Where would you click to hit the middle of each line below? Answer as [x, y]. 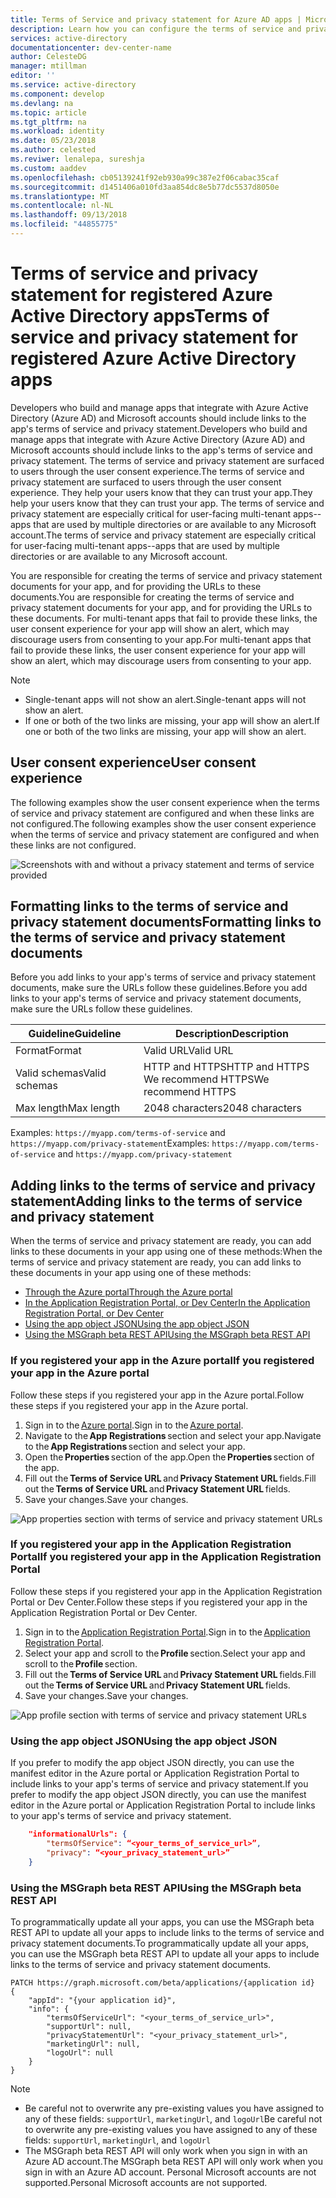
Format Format [48, 1051]
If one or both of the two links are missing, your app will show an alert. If [172, 720]
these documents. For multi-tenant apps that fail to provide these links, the [164, 618]
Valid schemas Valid [61, 1073]
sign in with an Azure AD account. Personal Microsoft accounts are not [170, 2172]
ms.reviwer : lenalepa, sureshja [77, 159]
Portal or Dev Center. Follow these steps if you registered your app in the [159, 1602]
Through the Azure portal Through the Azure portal [128, 1292]
